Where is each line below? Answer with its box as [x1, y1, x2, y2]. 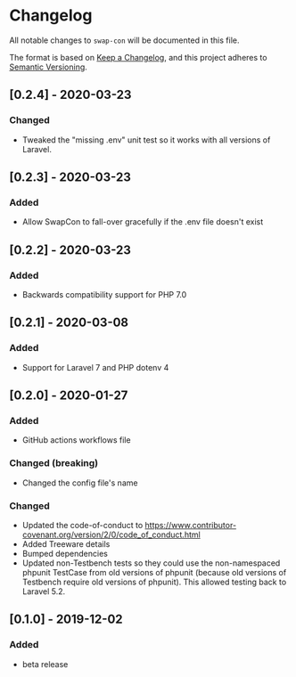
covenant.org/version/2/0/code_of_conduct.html [21, 529, 201, 540]
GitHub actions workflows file [21, 435, 131, 445]
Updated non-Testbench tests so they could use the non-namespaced [21, 558, 281, 568]
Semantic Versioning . [9, 61, 87, 72]
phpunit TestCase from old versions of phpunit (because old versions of [21, 567, 287, 577]
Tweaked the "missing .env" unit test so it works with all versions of [21, 135, 271, 145]
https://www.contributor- [144, 519, 237, 530]
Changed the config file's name [21, 477, 138, 488]
